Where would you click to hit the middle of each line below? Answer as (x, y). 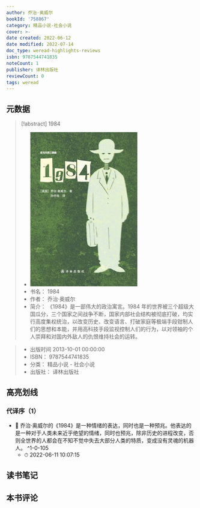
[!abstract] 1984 (41, 124)
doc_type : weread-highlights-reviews (53, 51)
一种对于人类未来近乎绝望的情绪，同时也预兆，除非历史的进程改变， (105, 433)
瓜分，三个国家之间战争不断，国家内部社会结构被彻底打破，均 (111, 314)
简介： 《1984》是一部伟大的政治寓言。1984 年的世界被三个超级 (109, 307)
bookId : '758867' (28, 19)
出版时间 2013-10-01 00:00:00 (67, 349)
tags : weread (23, 82)
